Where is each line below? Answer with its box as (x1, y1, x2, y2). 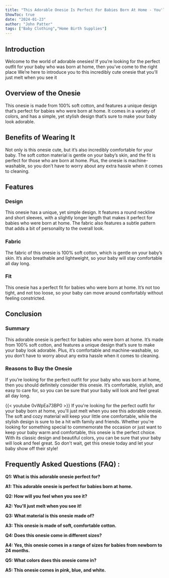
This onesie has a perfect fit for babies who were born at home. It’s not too (5, 284, 160, 291)
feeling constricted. (5, 295, 46, 301)
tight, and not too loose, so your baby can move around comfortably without (5, 290, 163, 296)
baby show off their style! (5, 445, 58, 451)
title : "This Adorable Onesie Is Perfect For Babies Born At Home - (5, 7, 152, 13)
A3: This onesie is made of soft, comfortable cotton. (5, 522, 117, 528)
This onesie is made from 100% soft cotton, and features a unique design (5, 102, 157, 109)
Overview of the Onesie (5, 89, 81, 98)
